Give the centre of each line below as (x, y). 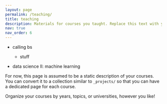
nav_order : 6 (19, 33)
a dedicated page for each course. (41, 87)
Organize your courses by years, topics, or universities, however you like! (80, 96)
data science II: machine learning (46, 66)
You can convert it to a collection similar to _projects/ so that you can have (83, 81)
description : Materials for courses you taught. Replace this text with (82, 24)
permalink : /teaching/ (29, 14)
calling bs (22, 47)
